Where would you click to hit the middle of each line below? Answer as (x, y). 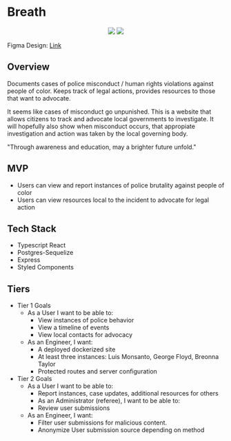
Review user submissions (74, 408)
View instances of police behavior (86, 320)
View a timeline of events (73, 327)
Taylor (47, 364)
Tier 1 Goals (34, 306)
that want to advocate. (39, 98)
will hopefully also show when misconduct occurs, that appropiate (101, 126)
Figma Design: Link (34, 45)
